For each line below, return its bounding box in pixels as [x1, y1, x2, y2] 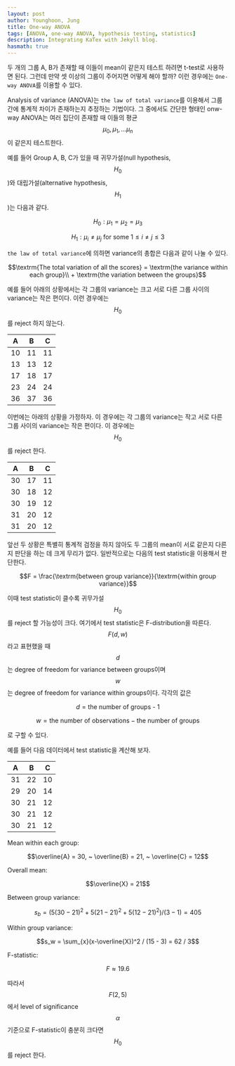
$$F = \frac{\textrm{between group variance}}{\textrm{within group [20, 572, 216, 580]
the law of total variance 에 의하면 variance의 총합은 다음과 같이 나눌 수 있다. [7, 249, 229, 257]
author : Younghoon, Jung [7, 17, 80, 24]
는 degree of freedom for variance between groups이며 [7, 665, 166, 674]
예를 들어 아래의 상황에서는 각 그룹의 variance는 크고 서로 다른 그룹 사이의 [7, 284, 210, 293]
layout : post [7, 10, 46, 18]
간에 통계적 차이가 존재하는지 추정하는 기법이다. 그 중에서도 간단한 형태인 [7, 105, 206, 113]
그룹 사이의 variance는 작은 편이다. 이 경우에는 [7, 421, 135, 429]
